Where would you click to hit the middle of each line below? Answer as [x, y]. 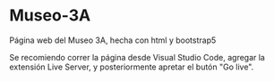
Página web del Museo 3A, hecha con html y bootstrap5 [113, 40]
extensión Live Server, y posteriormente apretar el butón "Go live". [132, 67]
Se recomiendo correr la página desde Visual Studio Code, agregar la [137, 57]
